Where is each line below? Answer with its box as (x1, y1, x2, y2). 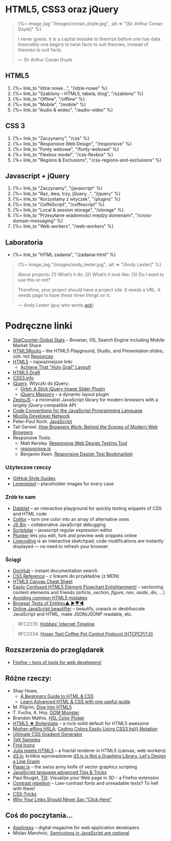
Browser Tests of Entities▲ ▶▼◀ (12, 600, 84, 606)
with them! (12, 785, 35, 791)
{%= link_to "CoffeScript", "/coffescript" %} (12, 201, 105, 208)
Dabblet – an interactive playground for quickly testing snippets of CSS (12, 505, 162, 511)
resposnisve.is (20, 446, 51, 452)
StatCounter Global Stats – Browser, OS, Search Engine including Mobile (12, 337, 165, 343)
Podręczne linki (5, 320, 72, 332)
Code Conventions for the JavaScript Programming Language (12, 407, 143, 414)
